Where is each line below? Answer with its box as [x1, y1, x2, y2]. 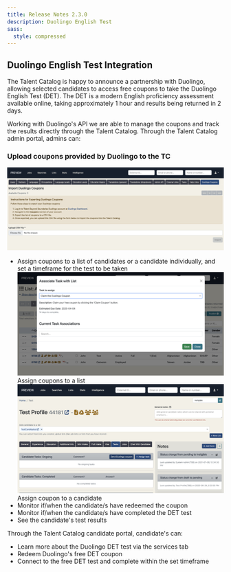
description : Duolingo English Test [7, 18, 112, 25]
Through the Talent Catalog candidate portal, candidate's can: [7, 529, 184, 538]
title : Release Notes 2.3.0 [7, 11, 88, 18]
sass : [7, 25, 23, 32]
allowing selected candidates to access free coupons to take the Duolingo [7, 84, 217, 93]
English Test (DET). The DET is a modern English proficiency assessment [7, 92, 214, 100]
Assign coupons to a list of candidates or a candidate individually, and [16, 257, 216, 265]
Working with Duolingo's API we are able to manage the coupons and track [7, 120, 220, 128]
